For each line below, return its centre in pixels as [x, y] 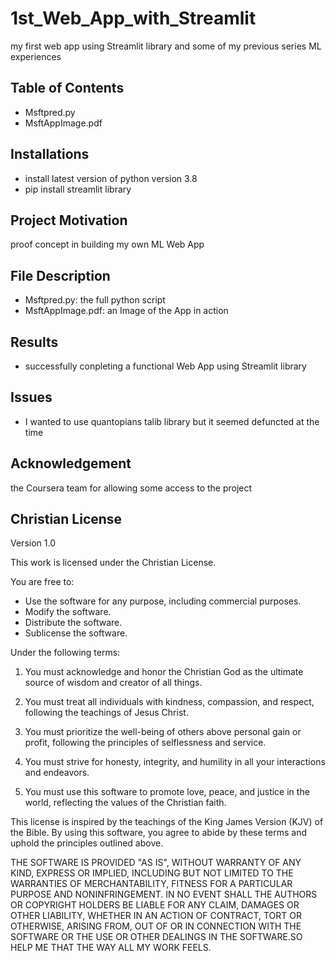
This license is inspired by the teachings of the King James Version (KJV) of [167, 822]
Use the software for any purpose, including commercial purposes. [163, 601]
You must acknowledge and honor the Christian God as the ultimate [164, 672]
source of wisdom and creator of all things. [113, 683]
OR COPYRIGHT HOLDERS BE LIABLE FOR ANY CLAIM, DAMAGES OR [155, 905]
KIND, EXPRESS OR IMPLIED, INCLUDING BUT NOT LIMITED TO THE [152, 873]
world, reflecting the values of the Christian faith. [125, 803]
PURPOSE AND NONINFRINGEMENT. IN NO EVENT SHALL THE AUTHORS [164, 894]
